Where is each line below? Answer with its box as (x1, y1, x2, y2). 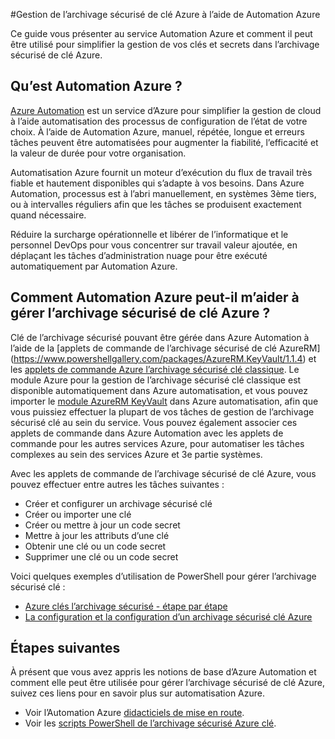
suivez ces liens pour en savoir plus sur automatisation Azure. (10, 687, 266, 699)
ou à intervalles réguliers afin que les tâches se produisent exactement (10, 198, 302, 210)
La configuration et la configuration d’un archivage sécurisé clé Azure (24, 610, 313, 623)
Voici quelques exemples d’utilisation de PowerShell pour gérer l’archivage (10, 570, 317, 582)
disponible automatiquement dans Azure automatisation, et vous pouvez (10, 384, 308, 396)
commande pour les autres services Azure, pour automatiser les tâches (10, 437, 305, 449)
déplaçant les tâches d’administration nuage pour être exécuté (10, 249, 268, 261)
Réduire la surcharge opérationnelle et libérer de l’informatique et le (10, 228, 289, 240)
